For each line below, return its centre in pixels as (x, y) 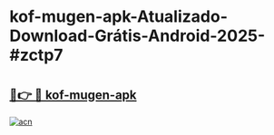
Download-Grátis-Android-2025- (137, 36)
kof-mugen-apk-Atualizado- (119, 17)
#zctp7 (36, 55)
